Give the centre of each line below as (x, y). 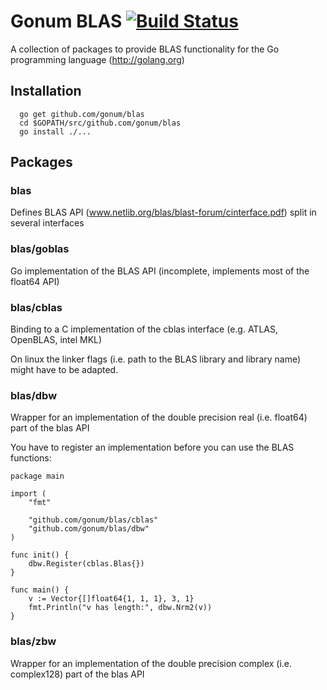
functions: (31, 458)
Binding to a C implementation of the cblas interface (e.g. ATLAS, (144, 329)
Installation (46, 91)
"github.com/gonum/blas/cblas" (93, 520)
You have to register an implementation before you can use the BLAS (152, 447)
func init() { (40, 555)
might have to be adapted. (64, 370)
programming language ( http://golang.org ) (97, 59)
